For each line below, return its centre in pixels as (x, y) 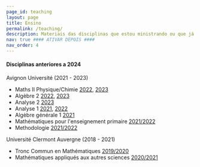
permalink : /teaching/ (34, 29)
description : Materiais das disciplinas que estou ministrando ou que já (100, 34)
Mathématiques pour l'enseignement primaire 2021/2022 (85, 121)
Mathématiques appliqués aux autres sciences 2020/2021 (86, 157)
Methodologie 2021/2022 (46, 128)
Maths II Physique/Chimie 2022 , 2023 (62, 90)
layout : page (22, 17)
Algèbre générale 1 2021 (45, 115)
